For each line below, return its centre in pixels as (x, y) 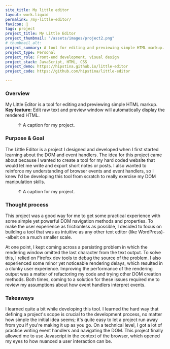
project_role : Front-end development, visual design (62, 57)
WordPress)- (151, 232)
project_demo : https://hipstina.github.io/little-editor (67, 66)
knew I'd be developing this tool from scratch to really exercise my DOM (81, 176)
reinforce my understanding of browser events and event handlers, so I (79, 171)
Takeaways (20, 298)
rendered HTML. (22, 115)
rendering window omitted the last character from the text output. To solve (83, 252)
